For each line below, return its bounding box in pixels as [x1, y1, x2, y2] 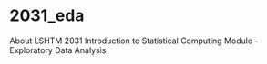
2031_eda [9, 5, 85, 26]
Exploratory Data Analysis [9, 44, 107, 55]
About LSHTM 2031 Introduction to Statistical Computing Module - [9, 35, 259, 46]
